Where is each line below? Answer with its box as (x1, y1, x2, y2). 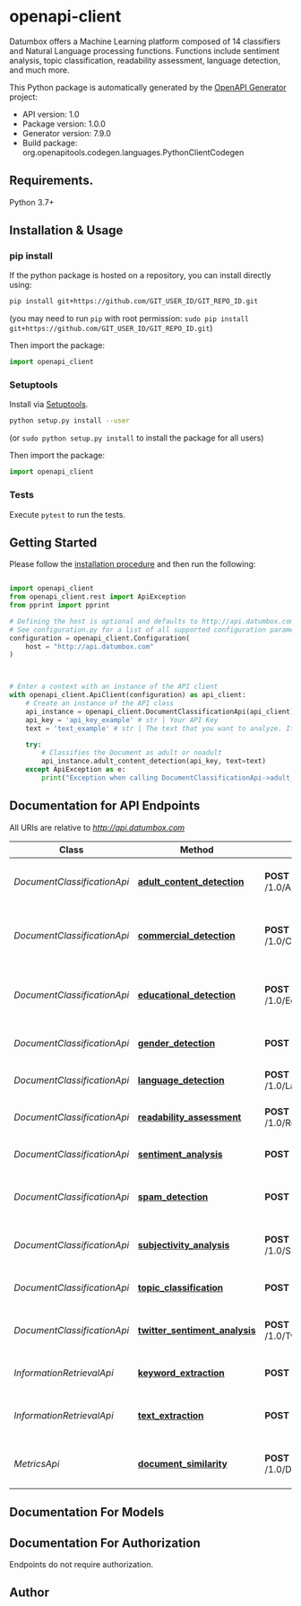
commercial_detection (137, 929, 236, 941)
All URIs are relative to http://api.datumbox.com (9, 822, 185, 833)
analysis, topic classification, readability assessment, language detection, (9, 55, 280, 65)
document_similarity (137, 1457, 228, 1470)
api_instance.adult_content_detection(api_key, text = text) (41, 756, 267, 766)
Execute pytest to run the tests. (9, 509, 125, 519)
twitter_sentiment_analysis (137, 1323, 256, 1336)
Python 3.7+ (9, 196, 55, 207)
